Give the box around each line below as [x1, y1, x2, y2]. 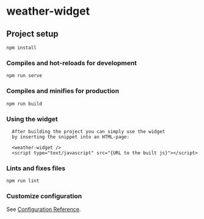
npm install [6, 45, 37, 51]
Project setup [6, 29, 59, 39]
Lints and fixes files [6, 163, 66, 172]
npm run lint [6, 178, 40, 184]
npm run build [6, 101, 43, 107]
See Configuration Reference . [6, 206, 81, 213]
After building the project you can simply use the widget [12, 128, 166, 135]
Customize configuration [6, 192, 82, 201]
